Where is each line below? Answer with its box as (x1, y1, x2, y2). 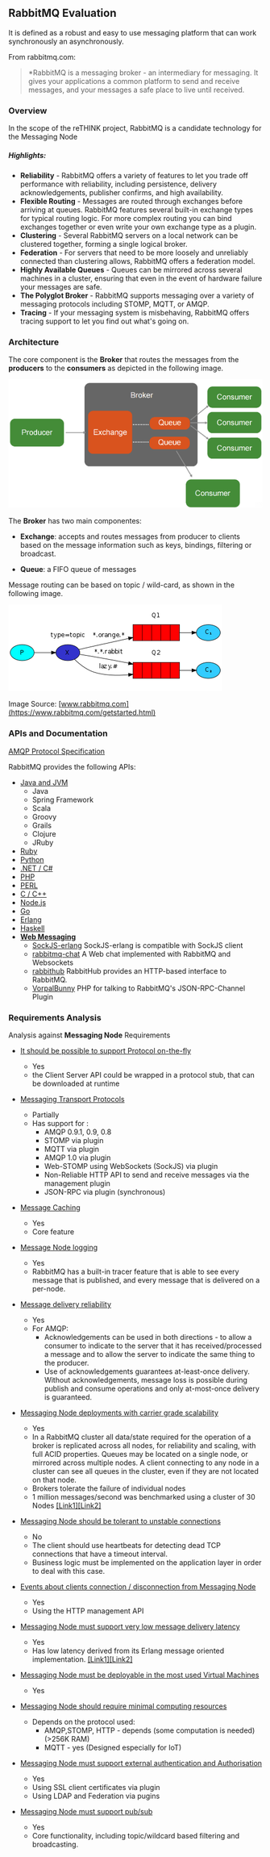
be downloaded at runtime (31, 1079, 120, 1088)
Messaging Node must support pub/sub (19, 1807, 153, 1817)
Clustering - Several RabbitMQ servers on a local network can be (19, 231, 239, 240)
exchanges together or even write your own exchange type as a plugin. (19, 222, 256, 232)
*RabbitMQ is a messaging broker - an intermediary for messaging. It (27, 68, 259, 77)
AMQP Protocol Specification (8, 746, 106, 756)
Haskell (19, 923, 45, 933)
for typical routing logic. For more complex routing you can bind (19, 214, 232, 223)
